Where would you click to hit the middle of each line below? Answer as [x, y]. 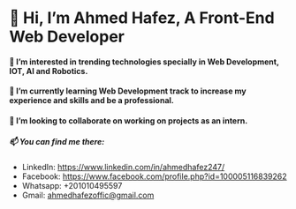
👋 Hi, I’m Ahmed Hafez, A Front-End [142, 18]
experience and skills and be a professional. [91, 101]
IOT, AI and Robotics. [49, 71]
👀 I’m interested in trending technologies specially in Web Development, [144, 62]
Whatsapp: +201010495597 [72, 185]
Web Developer [67, 37]
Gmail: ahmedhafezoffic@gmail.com [88, 195]
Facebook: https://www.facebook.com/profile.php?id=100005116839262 [154, 176]
